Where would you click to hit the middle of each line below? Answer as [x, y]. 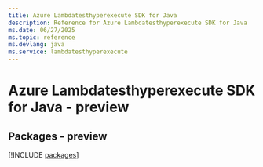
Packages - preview [58, 136]
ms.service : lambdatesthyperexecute [68, 52]
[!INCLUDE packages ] [44, 155]
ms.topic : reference [42, 37]
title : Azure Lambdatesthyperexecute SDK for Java [93, 15]
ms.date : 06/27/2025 [42, 30]
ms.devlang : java [37, 45]
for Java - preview [69, 107]
